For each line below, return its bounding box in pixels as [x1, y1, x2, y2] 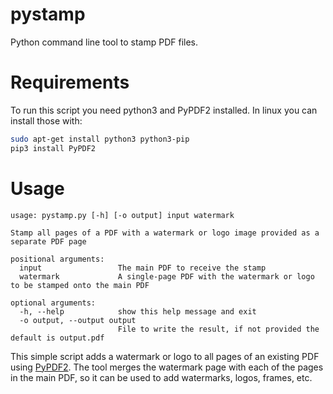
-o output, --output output [19, 315, 137, 325]
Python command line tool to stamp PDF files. [10, 36, 198, 48]
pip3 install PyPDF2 [10, 143, 97, 153]
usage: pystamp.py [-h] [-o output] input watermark [10, 210, 235, 220]
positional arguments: [10, 254, 105, 264]
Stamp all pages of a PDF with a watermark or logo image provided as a [10, 228, 320, 238]
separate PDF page [10, 236, 87, 247]
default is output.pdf [10, 333, 105, 343]
